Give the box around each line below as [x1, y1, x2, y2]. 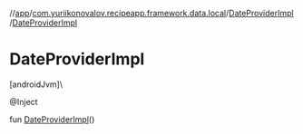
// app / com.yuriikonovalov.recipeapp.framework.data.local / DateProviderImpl [9, 8, 294, 18]
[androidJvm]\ [9, 79, 64, 90]
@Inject [9, 96, 38, 107]
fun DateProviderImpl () [9, 113, 95, 125]
